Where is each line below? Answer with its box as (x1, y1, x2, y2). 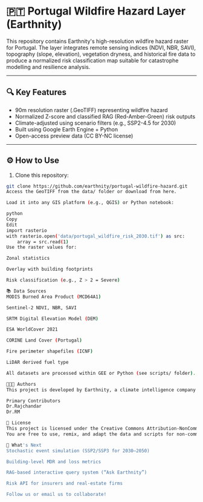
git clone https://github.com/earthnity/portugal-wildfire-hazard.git (6, 183, 188, 189)
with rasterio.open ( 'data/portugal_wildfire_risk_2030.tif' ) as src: (6, 233, 185, 239)
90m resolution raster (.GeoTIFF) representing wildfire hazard (14, 106, 168, 113)
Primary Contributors (6, 398, 61, 404)
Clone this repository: (14, 171, 69, 179)
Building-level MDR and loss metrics (6, 458, 101, 464)
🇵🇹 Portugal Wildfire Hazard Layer (6, 4, 186, 18)
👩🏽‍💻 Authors (6, 381, 36, 387)
